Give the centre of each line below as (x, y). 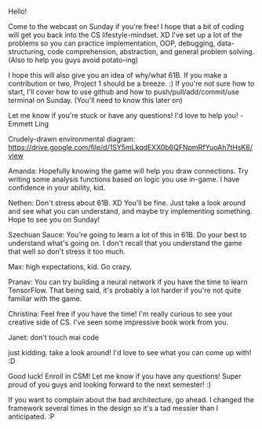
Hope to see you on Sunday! (54, 220)
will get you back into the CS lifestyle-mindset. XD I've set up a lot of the (125, 35)
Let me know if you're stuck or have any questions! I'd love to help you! (123, 115)
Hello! (18, 11)
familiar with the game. (45, 299)
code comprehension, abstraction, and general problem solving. (151, 51)
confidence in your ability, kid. (57, 187)
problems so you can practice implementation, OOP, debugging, (112, 43)
